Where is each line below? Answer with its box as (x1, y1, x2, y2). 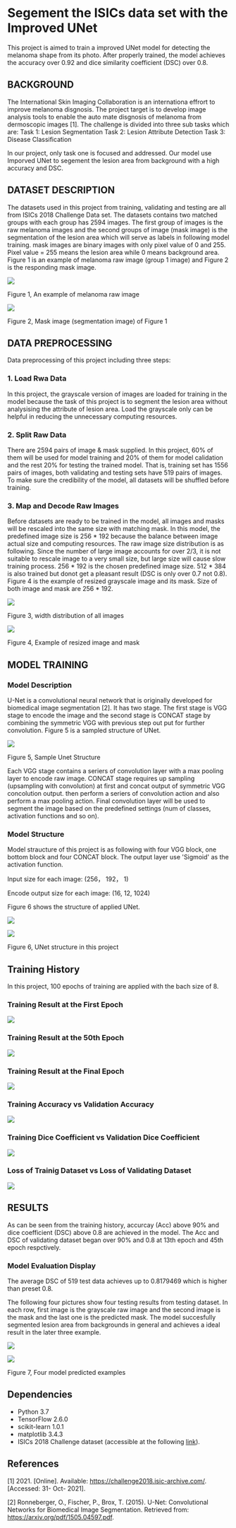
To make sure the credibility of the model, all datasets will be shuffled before (7, 475, 230, 484)
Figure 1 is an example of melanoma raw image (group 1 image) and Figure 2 (7, 256, 229, 264)
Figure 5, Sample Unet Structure (7, 753, 101, 761)
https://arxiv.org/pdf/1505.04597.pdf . (7, 1512, 115, 1521)
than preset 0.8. (7, 1284, 54, 1293)
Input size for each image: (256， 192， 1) (7, 875, 129, 883)
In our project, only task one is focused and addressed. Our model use (7, 148, 212, 157)
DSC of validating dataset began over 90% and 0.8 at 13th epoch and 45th (7, 1236, 224, 1244)
